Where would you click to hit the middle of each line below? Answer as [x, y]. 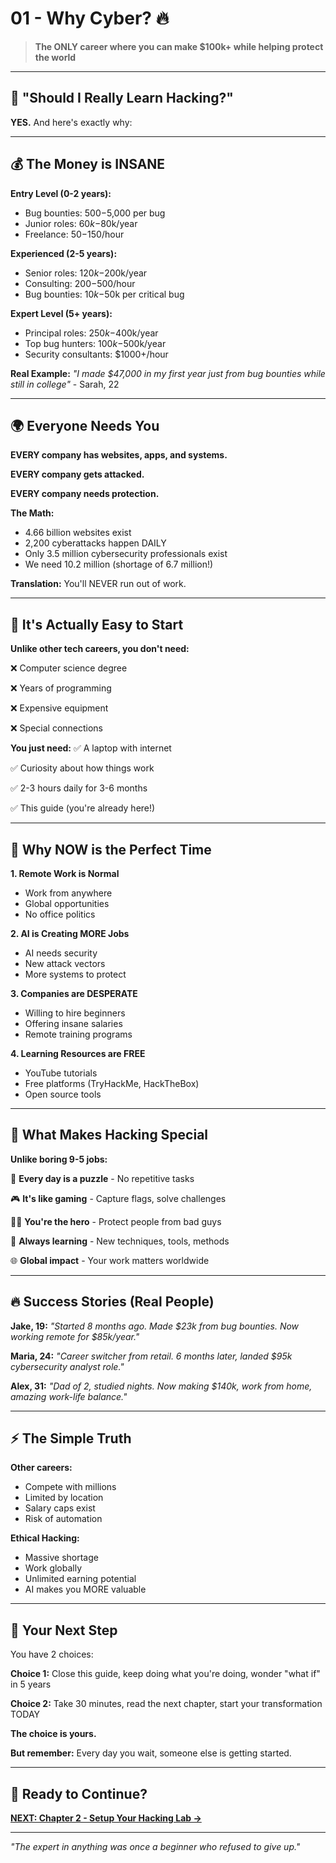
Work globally [53, 1568]
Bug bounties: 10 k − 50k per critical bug [104, 294]
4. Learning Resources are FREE [78, 1053]
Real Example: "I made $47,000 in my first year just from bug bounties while [168, 373]
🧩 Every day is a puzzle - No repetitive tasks [102, 1178]
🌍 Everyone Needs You [85, 425]
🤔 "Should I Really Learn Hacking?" [122, 98]
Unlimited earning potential [80, 1579]
